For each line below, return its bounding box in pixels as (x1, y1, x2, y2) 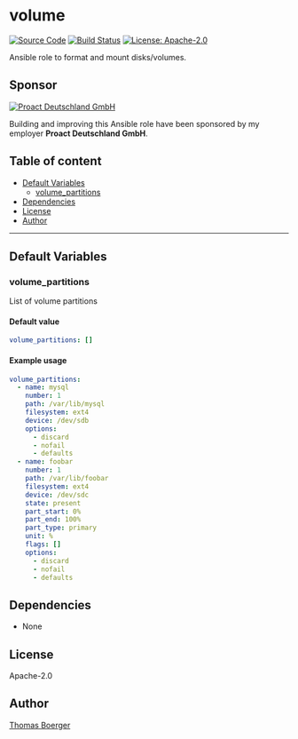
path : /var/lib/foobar (25, 474, 109, 483)
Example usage (9, 354, 67, 365)
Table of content (9, 154, 102, 169)
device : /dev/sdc (25, 490, 90, 499)
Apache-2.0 (9, 671, 53, 681)
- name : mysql (17, 383, 69, 392)
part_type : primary (25, 523, 98, 533)
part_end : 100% (25, 515, 82, 524)
